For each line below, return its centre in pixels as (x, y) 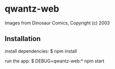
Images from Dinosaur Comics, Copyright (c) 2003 (57, 23)
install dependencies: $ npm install (41, 51)
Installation (23, 39)
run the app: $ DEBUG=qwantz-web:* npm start (54, 61)
